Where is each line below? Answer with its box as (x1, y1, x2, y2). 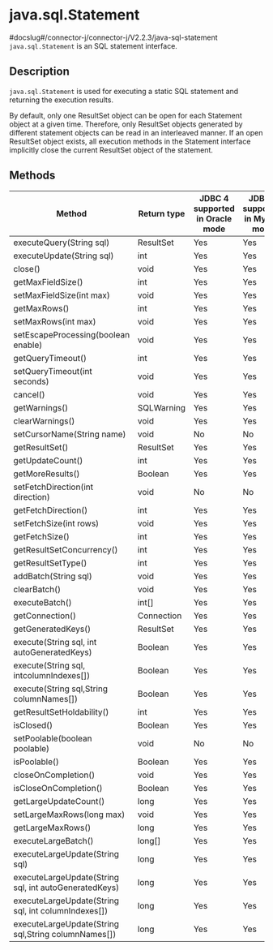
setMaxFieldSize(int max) (13, 290, 110, 301)
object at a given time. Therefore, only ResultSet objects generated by (9, 119, 243, 129)
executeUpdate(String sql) (13, 250, 114, 261)
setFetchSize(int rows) (13, 518, 100, 529)
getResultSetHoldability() (13, 706, 109, 717)
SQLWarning (137, 402, 186, 413)
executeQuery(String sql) (13, 237, 110, 248)
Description (9, 65, 70, 79)
